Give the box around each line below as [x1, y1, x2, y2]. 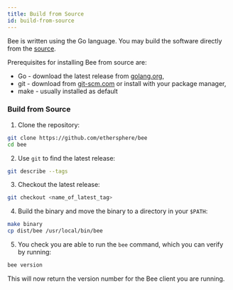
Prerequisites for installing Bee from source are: [7, 58, 147, 66]
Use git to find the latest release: [17, 154, 116, 162]
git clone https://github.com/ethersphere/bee [7, 134, 148, 141]
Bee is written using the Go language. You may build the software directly [7, 36, 222, 45]
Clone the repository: [17, 120, 80, 129]
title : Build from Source [7, 10, 84, 18]
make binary [7, 221, 43, 228]
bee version [7, 262, 43, 269]
